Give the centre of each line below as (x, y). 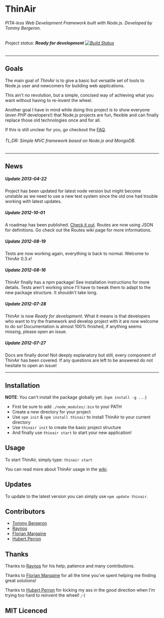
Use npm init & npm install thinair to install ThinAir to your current (81, 417)
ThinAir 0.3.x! (19, 259)
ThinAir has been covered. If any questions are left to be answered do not (79, 360)
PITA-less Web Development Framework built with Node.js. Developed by (79, 22)
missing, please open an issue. (36, 332)
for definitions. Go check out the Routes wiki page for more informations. (78, 230)
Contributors (25, 512)
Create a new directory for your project (51, 412)
